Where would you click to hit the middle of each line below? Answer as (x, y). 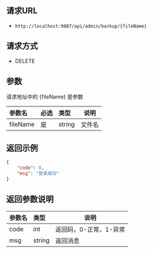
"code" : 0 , (31, 168)
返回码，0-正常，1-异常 (90, 229)
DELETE (25, 61)
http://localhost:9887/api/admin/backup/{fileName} (81, 26)
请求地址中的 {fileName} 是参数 (45, 97)
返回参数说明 (30, 199)
